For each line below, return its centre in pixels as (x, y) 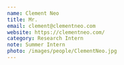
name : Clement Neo (33, 13)
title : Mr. (22, 20)
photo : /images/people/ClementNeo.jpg (62, 51)
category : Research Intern (45, 39)
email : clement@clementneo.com (51, 26)
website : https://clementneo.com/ (56, 32)
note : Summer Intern (36, 45)
